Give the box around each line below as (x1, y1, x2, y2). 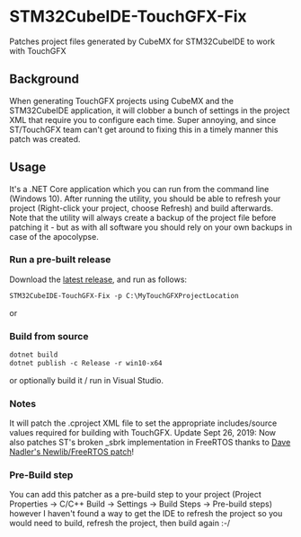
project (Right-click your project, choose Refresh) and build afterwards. (9, 202, 274, 213)
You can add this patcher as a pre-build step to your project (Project (9, 489, 262, 500)
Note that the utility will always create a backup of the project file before (9, 212, 277, 223)
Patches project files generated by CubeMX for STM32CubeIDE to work (9, 36, 276, 47)
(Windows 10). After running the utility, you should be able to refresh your (9, 193, 281, 204)
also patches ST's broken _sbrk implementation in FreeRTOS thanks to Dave (9, 437, 291, 448)
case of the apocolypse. (9, 231, 99, 242)
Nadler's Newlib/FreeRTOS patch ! (9, 446, 135, 457)
